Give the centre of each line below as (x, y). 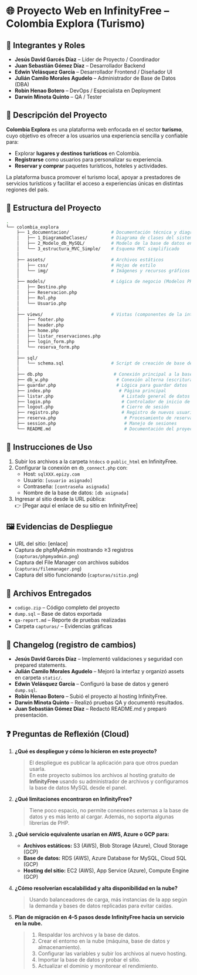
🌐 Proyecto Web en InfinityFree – (88, 11)
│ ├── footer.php (40, 320)
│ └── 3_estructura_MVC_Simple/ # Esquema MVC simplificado (98, 249)
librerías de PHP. (49, 822)
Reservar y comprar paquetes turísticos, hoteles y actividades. (91, 166)
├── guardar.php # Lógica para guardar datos (102, 385)
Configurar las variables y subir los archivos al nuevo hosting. (112, 953)
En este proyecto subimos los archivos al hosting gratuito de (102, 775)
